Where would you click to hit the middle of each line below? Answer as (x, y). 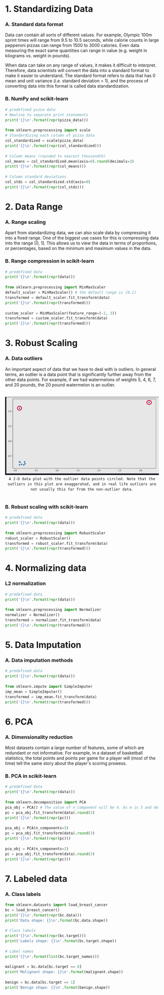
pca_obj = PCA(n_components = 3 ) (37, 828)
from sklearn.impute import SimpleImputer (49, 686)
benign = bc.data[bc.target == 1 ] (40, 982)
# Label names (20, 951)
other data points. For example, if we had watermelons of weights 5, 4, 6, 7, (81, 379)
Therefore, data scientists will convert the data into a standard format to (77, 71)
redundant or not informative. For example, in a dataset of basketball (74, 752)
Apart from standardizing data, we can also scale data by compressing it (78, 233)
